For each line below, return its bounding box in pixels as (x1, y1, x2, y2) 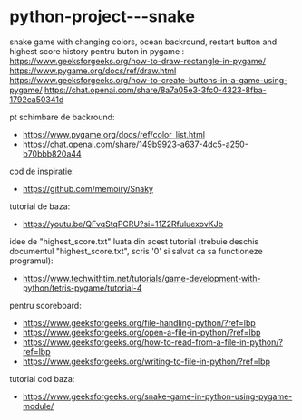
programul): (9, 255, 54, 266)
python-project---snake (9, 6, 195, 27)
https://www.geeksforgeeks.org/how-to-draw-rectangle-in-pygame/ (9, 55, 266, 66)
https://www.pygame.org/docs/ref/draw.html (9, 65, 177, 76)
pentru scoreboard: (9, 300, 82, 310)
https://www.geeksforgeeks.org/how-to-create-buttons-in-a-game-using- (9, 74, 288, 85)
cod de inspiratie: (9, 166, 74, 177)
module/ (22, 400, 54, 411)
